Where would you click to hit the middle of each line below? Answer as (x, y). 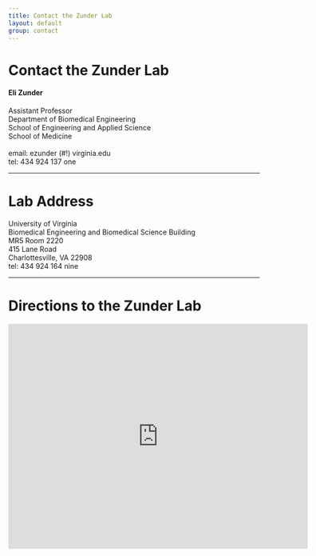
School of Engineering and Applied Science (80, 127)
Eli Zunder (26, 93)
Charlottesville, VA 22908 (50, 258)
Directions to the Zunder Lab (105, 306)
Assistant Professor (41, 110)
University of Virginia (43, 223)
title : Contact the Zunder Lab (60, 16)
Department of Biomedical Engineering (72, 119)
